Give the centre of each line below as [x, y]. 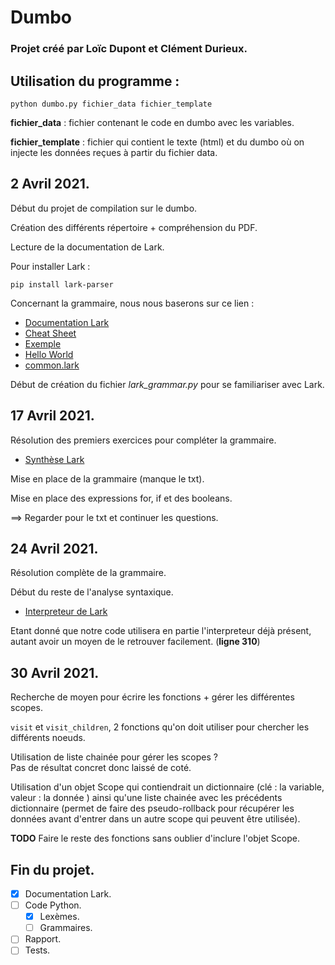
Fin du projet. [52, 869]
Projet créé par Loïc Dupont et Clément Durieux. [129, 49]
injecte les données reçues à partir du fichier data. [114, 152]
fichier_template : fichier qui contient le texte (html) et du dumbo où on [157, 142]
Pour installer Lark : [50, 266]
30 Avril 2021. [55, 672]
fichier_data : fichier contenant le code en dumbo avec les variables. [152, 122]
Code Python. [53, 905]
